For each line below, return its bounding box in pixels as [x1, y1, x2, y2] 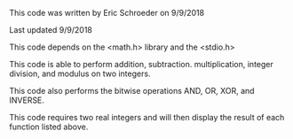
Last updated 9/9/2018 [9, 25, 93, 35]
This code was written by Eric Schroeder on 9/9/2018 [9, 8, 205, 18]
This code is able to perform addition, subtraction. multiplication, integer [9, 59, 273, 69]
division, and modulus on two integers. [9, 68, 151, 79]
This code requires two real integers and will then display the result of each [9, 112, 285, 122]
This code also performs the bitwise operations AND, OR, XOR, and [9, 86, 255, 96]
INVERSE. [9, 95, 44, 105]
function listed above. [9, 121, 89, 132]
